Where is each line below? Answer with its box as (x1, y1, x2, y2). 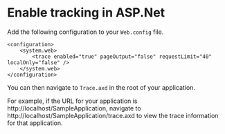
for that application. (7, 119, 64, 127)
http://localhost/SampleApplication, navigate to (7, 104, 141, 112)
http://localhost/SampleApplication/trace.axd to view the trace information (7, 111, 219, 119)
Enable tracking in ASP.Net (7, 5, 165, 21)
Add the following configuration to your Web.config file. (7, 28, 164, 36)
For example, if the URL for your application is (7, 97, 138, 105)
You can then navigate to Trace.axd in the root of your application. (7, 83, 196, 91)
